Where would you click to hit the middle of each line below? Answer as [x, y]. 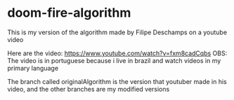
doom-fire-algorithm [69, 13]
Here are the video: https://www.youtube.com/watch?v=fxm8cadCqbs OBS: [117, 53]
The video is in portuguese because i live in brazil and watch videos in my [114, 60]
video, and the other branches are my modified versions [89, 89]
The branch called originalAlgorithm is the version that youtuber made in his [117, 81]
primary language [33, 68]
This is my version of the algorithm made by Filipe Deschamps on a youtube [117, 32]
